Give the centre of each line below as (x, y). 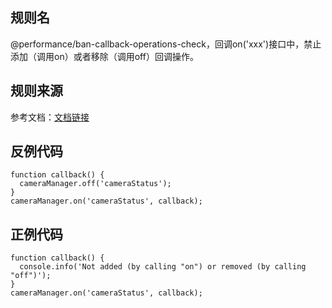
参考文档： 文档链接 (50, 117)
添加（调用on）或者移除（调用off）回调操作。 (104, 56)
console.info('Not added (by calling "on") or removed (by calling (163, 267)
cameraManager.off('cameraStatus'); (95, 184)
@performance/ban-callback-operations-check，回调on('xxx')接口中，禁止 (166, 44)
